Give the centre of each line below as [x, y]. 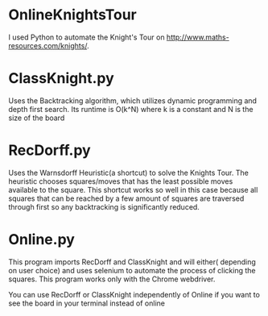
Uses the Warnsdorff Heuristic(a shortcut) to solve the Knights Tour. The [129, 173]
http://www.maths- [198, 37]
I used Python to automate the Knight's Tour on [87, 37]
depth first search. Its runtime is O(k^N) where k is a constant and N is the [131, 109]
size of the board [37, 118]
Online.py [41, 239]
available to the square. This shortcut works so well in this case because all [133, 189]
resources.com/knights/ [48, 45]
